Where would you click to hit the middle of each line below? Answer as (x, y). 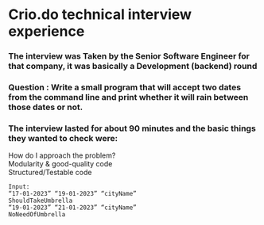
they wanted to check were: (63, 138)
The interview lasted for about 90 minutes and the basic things (132, 128)
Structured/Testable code (50, 173)
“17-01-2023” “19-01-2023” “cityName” (72, 194)
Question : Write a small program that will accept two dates (124, 87)
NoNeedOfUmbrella (37, 215)
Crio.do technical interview (100, 15)
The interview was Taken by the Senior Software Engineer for (129, 56)
